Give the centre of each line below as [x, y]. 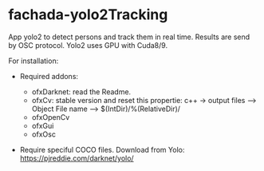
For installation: [33, 61]
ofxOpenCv [51, 117]
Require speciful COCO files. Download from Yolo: [102, 149]
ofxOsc [43, 134]
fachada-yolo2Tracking [88, 15]
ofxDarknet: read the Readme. [81, 91]
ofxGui [43, 125]
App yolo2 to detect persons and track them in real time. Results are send [129, 37]
